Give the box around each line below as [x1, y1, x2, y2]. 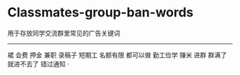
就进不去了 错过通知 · [7, 59, 69, 68]
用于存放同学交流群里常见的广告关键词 [7, 29, 120, 37]
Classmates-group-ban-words [7, 4, 194, 21]
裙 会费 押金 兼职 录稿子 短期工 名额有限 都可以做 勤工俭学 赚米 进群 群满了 [7, 51, 227, 59]
